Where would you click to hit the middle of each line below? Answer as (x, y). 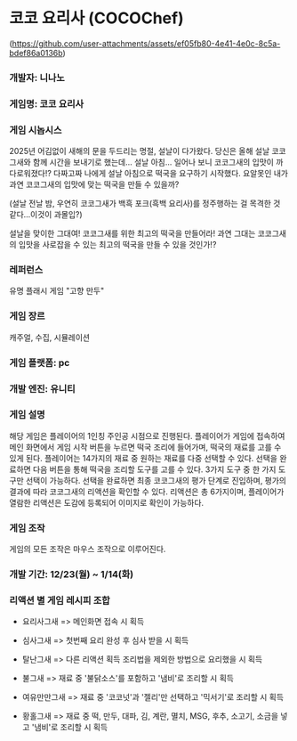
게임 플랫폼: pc (40, 362)
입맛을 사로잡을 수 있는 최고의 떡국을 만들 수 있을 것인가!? (117, 245)
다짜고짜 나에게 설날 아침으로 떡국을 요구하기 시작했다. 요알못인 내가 (171, 174)
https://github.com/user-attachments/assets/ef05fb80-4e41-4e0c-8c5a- (146, 43)
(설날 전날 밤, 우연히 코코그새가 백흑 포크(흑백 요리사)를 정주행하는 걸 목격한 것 (145, 204)
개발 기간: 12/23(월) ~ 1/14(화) (72, 574)
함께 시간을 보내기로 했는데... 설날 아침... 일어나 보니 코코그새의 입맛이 (153, 162)
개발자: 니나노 (37, 77)
